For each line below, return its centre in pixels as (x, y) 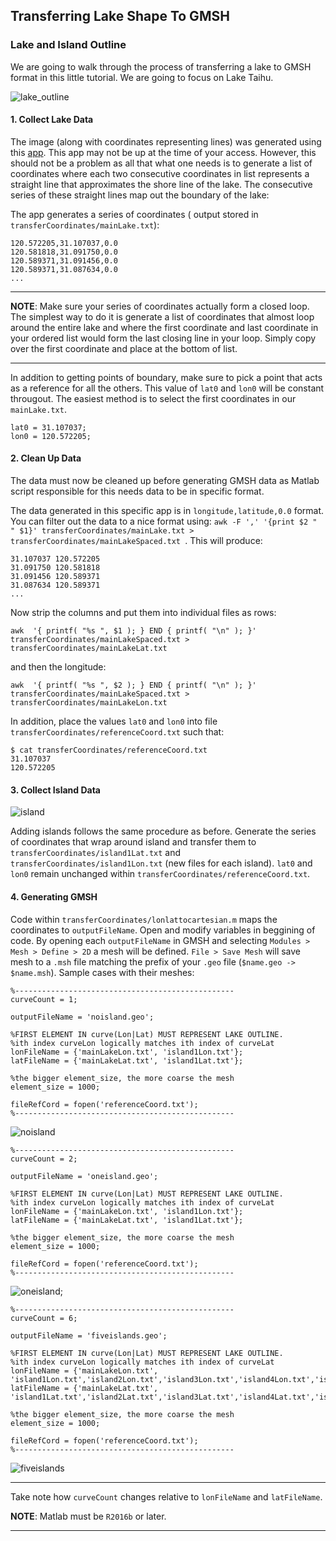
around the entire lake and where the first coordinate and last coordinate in (164, 327)
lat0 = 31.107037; (48, 427)
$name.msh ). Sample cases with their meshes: (102, 972)
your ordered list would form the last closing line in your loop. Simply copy (163, 338)
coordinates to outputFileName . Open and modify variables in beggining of (163, 930)
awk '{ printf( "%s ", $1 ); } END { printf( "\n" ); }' (133, 631)
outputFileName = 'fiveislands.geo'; (89, 1335)
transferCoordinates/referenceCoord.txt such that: (117, 732)
